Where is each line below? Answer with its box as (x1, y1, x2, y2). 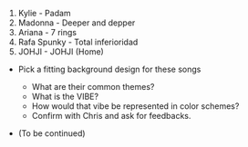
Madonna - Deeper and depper (17, 17, 136, 28)
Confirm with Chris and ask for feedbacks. (31, 111, 191, 121)
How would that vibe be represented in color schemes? (31, 101, 240, 112)
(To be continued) (17, 128, 86, 139)
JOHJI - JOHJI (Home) (17, 46, 105, 57)
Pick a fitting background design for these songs (17, 64, 201, 74)
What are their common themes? (31, 82, 155, 92)
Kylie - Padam (17, 8, 71, 18)
